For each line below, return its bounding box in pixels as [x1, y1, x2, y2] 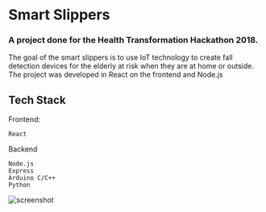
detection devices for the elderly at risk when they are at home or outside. [8, 61, 255, 71]
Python [8, 181, 31, 189]
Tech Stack [8, 93, 66, 106]
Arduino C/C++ [8, 174, 56, 182]
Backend [8, 144, 38, 154]
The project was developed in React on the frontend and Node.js [8, 70, 223, 80]
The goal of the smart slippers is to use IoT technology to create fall [8, 52, 233, 62]
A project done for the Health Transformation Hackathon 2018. [8, 35, 259, 46]
